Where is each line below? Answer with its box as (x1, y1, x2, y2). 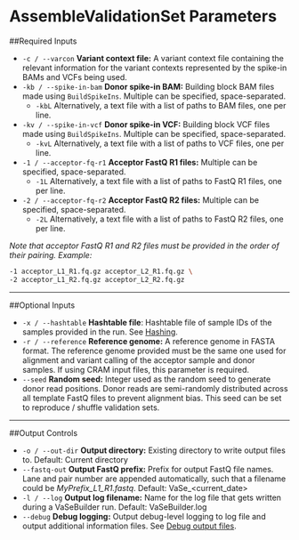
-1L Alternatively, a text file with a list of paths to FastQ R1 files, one (35, 175, 283, 186)
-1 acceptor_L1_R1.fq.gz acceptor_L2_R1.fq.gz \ (9, 267, 193, 276)
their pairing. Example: (9, 249, 93, 260)
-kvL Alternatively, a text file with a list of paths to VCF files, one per (35, 138, 285, 149)
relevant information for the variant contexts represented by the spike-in (21, 62, 287, 73)
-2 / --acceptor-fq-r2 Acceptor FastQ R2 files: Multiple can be (21, 194, 260, 206)
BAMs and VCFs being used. (21, 71, 127, 82)
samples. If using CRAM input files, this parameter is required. (21, 364, 250, 375)
